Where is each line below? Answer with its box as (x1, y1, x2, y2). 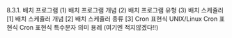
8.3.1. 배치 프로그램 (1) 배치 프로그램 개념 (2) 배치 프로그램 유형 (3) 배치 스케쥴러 (6, 6, 224, 14)
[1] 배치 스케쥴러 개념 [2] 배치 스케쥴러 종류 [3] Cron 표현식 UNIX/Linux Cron (6, 15, 218, 23)
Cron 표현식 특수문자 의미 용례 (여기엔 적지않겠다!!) (19, 23, 159, 31)
